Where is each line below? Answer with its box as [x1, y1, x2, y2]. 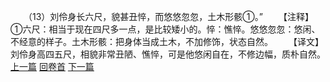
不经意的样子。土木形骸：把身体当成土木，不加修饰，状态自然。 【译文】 [10, 36, 324, 47]
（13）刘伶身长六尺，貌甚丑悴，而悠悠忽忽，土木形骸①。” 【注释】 [27, 11, 314, 22]
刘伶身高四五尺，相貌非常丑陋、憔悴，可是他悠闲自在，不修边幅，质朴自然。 [10, 48, 326, 60]
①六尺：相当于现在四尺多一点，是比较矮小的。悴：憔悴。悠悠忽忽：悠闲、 [10, 23, 321, 35]
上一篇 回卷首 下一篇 [10, 61, 95, 72]
